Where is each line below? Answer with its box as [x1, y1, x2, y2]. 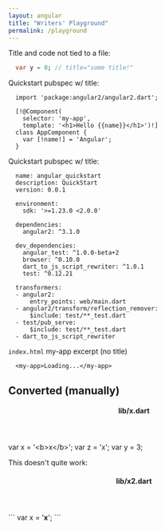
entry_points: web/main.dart [29, 298, 127, 306]
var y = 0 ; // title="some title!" [15, 64, 134, 72]
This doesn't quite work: [8, 458, 88, 468]
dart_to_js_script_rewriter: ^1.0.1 [22, 263, 145, 271]
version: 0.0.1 [15, 186, 66, 194]
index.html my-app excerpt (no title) [8, 346, 128, 356]
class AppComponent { [15, 129, 88, 136]
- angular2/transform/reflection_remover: [15, 305, 159, 313]
